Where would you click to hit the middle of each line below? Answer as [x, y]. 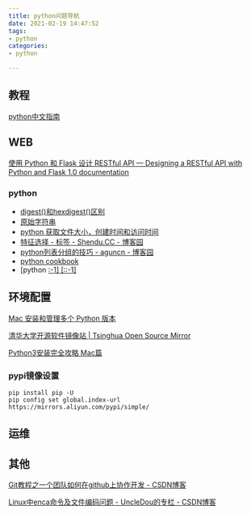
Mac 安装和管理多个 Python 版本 [62, 318]
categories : [28, 46]
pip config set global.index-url [65, 400]
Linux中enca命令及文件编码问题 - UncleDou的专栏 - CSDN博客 [112, 502]
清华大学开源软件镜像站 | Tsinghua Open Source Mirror [100, 335]
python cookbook [49, 261]
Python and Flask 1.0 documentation [69, 172]
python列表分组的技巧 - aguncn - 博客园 [87, 252]
